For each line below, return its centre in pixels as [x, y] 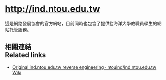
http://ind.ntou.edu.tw [53, 9]
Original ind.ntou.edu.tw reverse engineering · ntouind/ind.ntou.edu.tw [84, 67]
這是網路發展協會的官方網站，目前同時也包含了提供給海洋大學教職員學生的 [81, 23]
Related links [26, 55]
